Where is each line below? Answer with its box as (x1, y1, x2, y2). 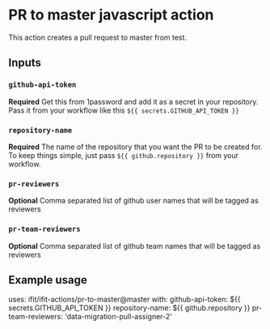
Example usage (8, 273, 87, 287)
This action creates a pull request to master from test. (8, 32, 188, 42)
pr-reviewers (8, 179, 60, 188)
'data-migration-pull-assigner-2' (64, 312, 172, 322)
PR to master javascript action (8, 6, 214, 24)
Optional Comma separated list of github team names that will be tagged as (8, 241, 261, 250)
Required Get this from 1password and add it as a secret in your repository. (8, 96, 259, 106)
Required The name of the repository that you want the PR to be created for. (8, 142, 263, 152)
